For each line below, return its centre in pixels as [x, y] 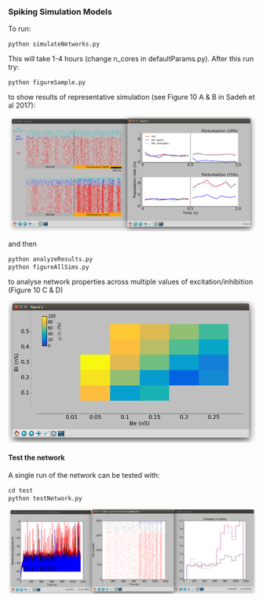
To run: [20, 29]
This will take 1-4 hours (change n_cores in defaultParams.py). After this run [131, 59]
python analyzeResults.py [50, 259]
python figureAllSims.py [49, 267]
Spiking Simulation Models [60, 12]
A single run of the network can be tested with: [84, 475]
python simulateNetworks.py [54, 44]
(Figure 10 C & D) [36, 290]
